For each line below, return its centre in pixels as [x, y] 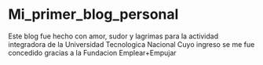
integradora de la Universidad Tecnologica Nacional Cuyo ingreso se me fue [131, 44]
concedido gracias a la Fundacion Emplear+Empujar [92, 52]
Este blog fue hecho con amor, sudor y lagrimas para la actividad [113, 36]
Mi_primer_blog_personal [93, 14]
